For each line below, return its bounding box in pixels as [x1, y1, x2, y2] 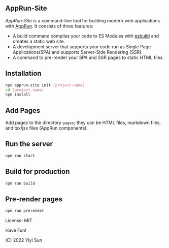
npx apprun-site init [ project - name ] [5, 82, 85, 88]
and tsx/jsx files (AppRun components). [5, 125, 88, 131]
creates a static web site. [12, 38, 65, 44]
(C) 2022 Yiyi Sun [5, 237, 42, 243]
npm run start [5, 153, 36, 158]
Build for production [5, 167, 70, 176]
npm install [5, 92, 30, 97]
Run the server [5, 140, 53, 148]
